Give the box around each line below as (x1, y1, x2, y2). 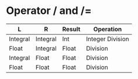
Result (62, 25, 81, 33)
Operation (93, 25, 122, 33)
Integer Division (85, 35, 130, 43)
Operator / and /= (6, 4, 92, 17)
